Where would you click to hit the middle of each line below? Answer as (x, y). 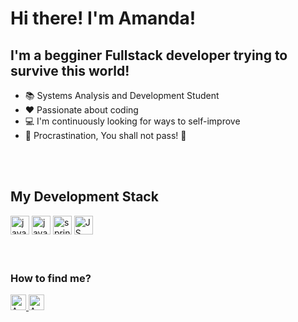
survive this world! (70, 70)
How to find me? (51, 278)
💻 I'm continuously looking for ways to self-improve (132, 121)
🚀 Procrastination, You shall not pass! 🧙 (105, 135)
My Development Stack (84, 197)
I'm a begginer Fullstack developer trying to (149, 55)
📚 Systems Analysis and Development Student (122, 95)
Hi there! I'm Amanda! (103, 18)
